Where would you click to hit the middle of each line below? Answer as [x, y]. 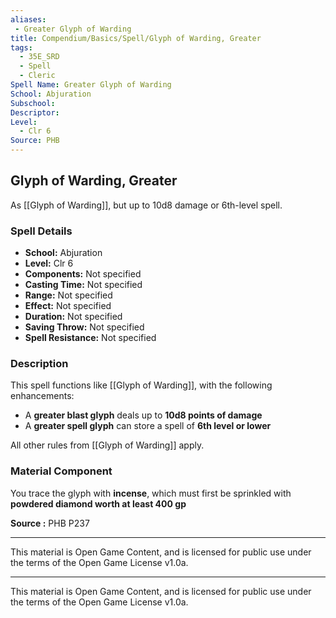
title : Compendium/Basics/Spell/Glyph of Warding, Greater [136, 38]
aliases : [28, 19]
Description [39, 364]
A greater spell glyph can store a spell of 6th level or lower [148, 426]
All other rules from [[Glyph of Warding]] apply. [107, 445]
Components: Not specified [83, 274]
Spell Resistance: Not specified [90, 338]
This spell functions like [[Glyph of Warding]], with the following [141, 385]
